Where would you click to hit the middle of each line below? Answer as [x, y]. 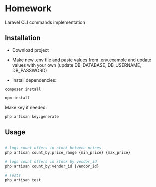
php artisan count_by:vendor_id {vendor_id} [52, 166]
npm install [17, 98]
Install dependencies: [34, 80]
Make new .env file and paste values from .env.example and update [82, 60]
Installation [23, 38]
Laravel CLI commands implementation [45, 22]
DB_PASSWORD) [30, 70]
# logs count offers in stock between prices [53, 148]
